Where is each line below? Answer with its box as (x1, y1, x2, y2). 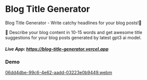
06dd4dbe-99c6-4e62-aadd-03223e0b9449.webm (5, 70, 113, 76)
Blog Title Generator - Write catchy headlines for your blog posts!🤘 (5, 20, 142, 26)
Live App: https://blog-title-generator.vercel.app (5, 46, 109, 52)
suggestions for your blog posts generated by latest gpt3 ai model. (5, 35, 142, 40)
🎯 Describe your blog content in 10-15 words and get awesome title (5, 29, 143, 35)
